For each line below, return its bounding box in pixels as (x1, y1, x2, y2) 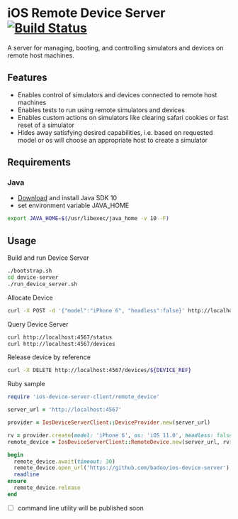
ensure (7, 478, 27, 485)
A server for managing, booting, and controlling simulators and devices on (7, 43, 225, 52)
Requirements (7, 156, 71, 168)
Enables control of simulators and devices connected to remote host (17, 90, 217, 99)
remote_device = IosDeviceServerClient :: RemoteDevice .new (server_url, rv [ (7, 438, 233, 445)
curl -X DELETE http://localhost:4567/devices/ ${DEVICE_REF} (7, 367, 192, 374)
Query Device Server (7, 319, 69, 328)
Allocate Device (7, 293, 53, 302)
